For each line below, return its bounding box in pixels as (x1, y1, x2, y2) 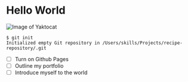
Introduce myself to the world (14, 69, 88, 76)
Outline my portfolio (14, 62, 64, 69)
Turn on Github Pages (14, 55, 69, 62)
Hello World (6, 4, 66, 17)
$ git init (6, 34, 33, 40)
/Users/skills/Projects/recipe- (102, 40, 183, 46)
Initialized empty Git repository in (6, 40, 100, 46)
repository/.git (6, 45, 47, 51)
